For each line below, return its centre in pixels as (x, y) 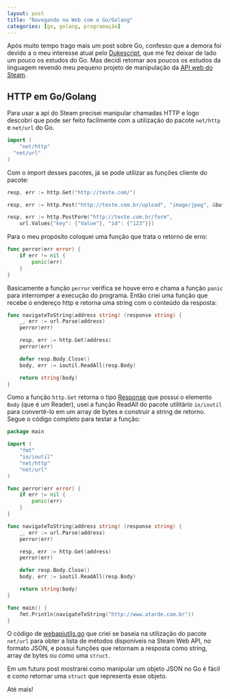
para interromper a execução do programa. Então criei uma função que (107, 295)
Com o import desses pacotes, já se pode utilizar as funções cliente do (107, 172)
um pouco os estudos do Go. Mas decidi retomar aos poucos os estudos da (114, 60)
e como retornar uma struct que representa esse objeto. (87, 676)
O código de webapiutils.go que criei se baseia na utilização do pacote (107, 634)
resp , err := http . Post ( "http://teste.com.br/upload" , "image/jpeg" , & (111, 205)
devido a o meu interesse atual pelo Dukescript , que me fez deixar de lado (112, 53)
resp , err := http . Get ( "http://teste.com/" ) (72, 192)
